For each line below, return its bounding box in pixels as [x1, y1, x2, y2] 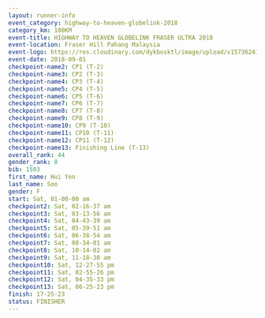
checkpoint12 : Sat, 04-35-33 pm [8, 275, 114, 284]
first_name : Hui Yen [8, 173, 77, 181]
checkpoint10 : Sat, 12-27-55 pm [8, 261, 114, 269]
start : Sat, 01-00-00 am [8, 195, 90, 203]
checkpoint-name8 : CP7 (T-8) [8, 107, 104, 115]
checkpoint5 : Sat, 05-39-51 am [8, 224, 111, 233]
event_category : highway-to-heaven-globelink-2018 [8, 19, 178, 27]
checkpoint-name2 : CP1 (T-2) [8, 63, 104, 71]
